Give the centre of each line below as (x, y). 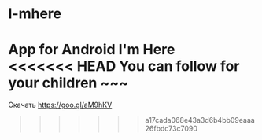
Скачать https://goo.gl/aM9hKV (60, 105)
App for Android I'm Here (92, 50)
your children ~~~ (68, 83)
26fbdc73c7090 (172, 129)
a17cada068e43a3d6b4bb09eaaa (200, 120)
